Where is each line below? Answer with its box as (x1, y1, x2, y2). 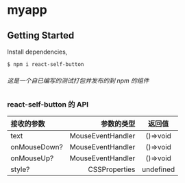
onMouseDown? (10, 142, 63, 152)
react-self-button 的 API (7, 100, 89, 109)
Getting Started (7, 30, 75, 41)
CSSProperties (88, 164, 136, 174)
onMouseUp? (10, 153, 54, 163)
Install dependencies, (7, 47, 68, 56)
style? (10, 164, 30, 174)
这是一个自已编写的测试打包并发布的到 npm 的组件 (7, 76, 149, 85)
